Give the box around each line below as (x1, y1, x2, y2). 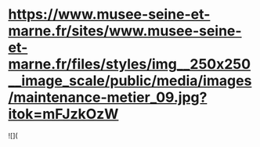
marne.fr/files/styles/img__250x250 (8, 56, 251, 73)
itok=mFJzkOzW (8, 106, 119, 123)
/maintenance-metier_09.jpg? (8, 88, 208, 106)
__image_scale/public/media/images (8, 72, 252, 90)
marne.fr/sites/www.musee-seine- (8, 22, 242, 40)
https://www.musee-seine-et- (8, 5, 211, 23)
